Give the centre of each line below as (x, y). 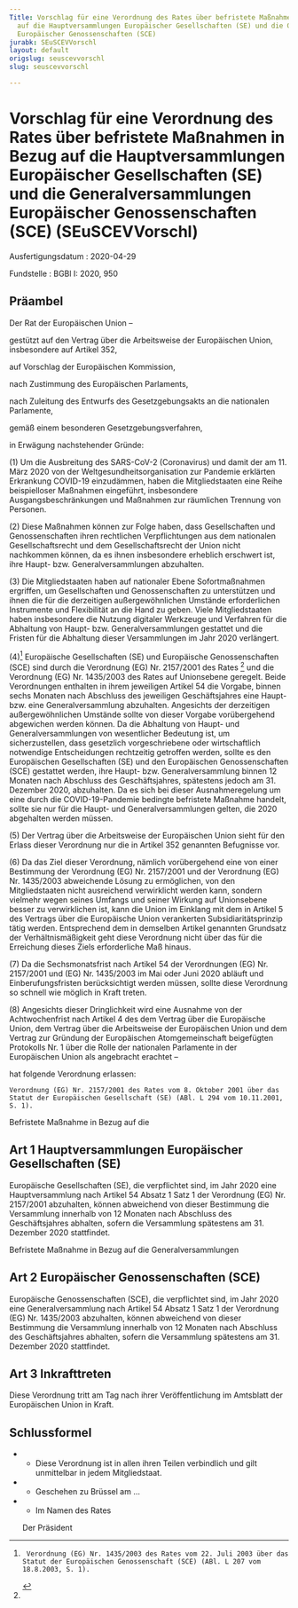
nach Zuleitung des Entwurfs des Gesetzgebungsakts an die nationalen (140, 401)
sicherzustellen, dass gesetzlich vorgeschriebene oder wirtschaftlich (135, 743)
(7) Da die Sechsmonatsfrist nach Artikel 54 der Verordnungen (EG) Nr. (139, 964)
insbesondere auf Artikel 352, (63, 349)
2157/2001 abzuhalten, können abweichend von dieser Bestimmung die (139, 1204)
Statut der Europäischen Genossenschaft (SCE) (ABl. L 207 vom (141, 1562)
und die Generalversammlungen (130, 194)
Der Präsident (47, 1528)
